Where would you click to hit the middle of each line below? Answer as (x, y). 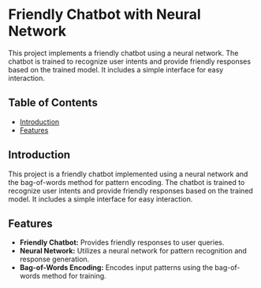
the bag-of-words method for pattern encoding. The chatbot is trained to (127, 182)
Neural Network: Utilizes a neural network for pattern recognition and (133, 251)
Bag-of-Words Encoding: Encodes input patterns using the (116, 268)
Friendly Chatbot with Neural (104, 15)
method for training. (74, 276)
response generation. (54, 259)
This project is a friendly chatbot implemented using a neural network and (128, 174)
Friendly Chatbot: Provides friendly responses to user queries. (122, 242)
